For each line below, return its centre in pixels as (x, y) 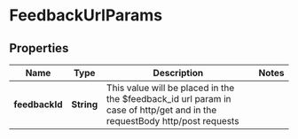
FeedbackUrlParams (86, 15)
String (84, 104)
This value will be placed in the (170, 88)
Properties (39, 48)
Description (178, 73)
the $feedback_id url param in (169, 99)
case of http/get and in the (161, 110)
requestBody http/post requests (173, 121)
